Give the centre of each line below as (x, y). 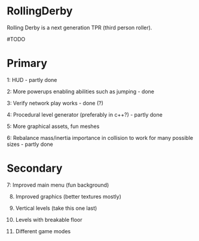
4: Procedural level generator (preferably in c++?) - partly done (85, 114)
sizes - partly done (30, 144)
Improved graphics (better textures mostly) (68, 196)
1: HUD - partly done (32, 80)
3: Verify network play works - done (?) (55, 103)
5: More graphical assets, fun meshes (53, 126)
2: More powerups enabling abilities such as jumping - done (81, 91)
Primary (27, 63)
